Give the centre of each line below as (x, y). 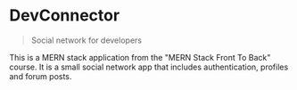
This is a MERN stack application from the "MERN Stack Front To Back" (140, 57)
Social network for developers (87, 40)
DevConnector (65, 16)
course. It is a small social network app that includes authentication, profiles (149, 67)
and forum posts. (41, 76)
